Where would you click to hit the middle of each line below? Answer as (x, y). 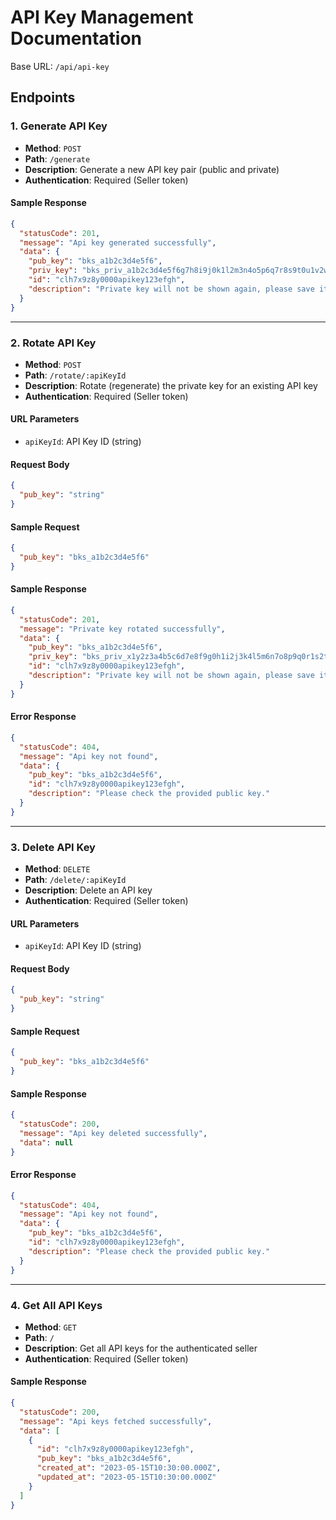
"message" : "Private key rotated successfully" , (122, 629)
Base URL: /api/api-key (60, 66)
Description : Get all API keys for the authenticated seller (141, 1348)
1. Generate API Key (59, 126)
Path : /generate (57, 158)
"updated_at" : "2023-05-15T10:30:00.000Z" (126, 1477)
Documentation (76, 38)
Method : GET (50, 1327)
